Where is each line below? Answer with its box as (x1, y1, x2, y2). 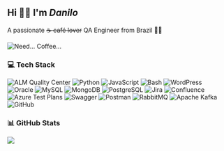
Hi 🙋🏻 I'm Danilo (7, 7, 78, 19)
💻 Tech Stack (7, 60, 56, 70)
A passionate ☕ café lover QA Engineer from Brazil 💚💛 (7, 26, 163, 34)
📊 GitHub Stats (7, 118, 61, 128)
